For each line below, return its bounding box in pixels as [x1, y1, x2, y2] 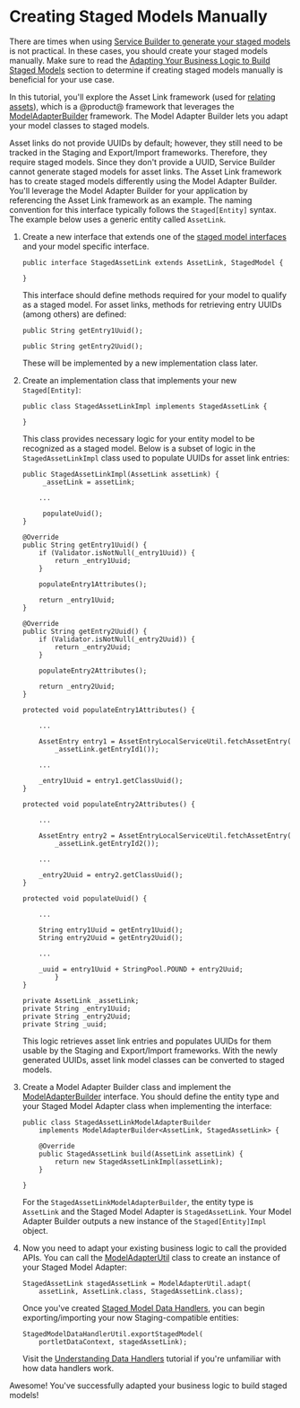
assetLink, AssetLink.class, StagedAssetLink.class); [39, 1287, 244, 1296]
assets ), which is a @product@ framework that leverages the [9, 101, 235, 111]
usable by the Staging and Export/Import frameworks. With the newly [21, 1044, 279, 1056]
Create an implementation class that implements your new [21, 374, 237, 385]
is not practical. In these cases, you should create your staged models [9, 45, 269, 56]
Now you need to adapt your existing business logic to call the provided [21, 1242, 287, 1254]
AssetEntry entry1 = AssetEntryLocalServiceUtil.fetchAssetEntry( [39, 736, 292, 746]
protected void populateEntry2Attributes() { [21, 799, 195, 809]
